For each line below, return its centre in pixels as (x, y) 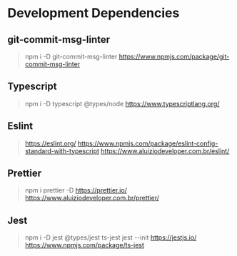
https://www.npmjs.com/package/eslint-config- (148, 143)
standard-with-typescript (62, 150)
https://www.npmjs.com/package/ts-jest (85, 245)
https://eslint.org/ (50, 143)
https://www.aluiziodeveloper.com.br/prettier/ (92, 198)
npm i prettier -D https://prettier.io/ (76, 190)
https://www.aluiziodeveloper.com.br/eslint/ (165, 150)
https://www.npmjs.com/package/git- (174, 56)
